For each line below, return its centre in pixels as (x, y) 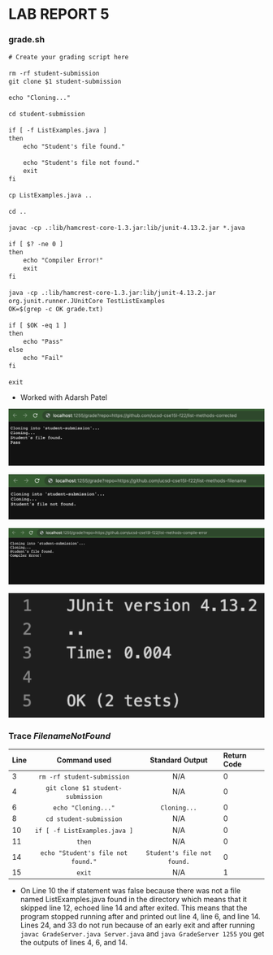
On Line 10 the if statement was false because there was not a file (130, 890)
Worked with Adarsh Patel (64, 397)
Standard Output (179, 760)
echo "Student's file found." (74, 147)
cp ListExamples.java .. (50, 196)
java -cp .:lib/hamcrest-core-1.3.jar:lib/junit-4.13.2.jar (113, 293)
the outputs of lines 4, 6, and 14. (74, 942)
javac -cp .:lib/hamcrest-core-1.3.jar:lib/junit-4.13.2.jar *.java (127, 228)
